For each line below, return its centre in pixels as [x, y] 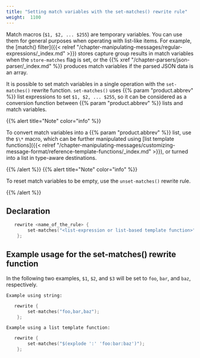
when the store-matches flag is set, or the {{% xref [68, 60]
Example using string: [34, 295]
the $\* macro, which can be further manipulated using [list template [90, 138]
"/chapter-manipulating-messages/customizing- [116, 145]
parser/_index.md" [29, 66]
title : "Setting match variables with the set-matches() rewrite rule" [97, 12]
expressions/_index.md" [36, 53]
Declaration [28, 211]
